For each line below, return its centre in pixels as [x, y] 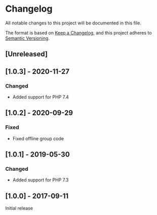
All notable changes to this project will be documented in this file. [73, 23]
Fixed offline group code [38, 138]
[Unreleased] [27, 54]
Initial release [19, 208]
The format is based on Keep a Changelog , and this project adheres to [78, 33]
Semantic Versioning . [27, 38]
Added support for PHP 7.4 [41, 97]
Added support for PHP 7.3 [41, 180]
